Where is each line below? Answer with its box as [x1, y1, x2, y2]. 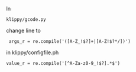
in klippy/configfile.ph [6, 49, 59, 56]
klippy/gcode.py [6, 17, 46, 23]
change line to [6, 27, 41, 34]
